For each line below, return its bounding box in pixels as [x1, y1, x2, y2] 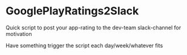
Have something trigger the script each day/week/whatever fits [5, 42, 163, 49]
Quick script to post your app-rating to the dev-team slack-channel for [5, 24, 182, 31]
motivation [5, 30, 32, 37]
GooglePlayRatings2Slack [5, 4, 139, 18]
